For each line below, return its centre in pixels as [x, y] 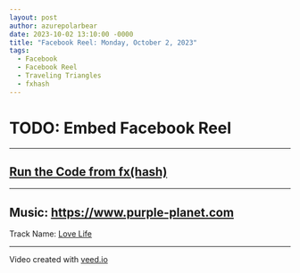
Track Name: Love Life [50, 234]
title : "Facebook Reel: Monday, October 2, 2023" [104, 42]
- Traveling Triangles [59, 76]
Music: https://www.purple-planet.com [122, 212]
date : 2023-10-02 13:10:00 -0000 [71, 34]
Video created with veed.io [59, 260]
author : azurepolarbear [54, 26]
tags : [19, 51]
